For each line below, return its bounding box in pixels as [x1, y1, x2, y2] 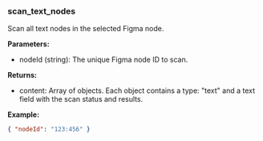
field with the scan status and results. [18, 95, 144, 104]
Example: [7, 110, 40, 119]
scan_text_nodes [7, 6, 76, 17]
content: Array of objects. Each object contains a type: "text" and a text [18, 86, 256, 95]
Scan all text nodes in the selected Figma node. [7, 24, 164, 34]
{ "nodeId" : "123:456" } [7, 126, 91, 134]
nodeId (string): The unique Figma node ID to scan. [18, 54, 188, 65]
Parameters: [7, 39, 50, 49]
